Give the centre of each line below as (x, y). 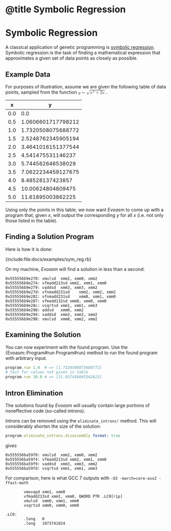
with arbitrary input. (26, 358)
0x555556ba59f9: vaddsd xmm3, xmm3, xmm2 (51, 464)
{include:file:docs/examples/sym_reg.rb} (48, 259)
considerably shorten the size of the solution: (53, 426)
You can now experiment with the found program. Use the (67, 347)
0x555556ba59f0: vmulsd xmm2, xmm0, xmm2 (51, 455)
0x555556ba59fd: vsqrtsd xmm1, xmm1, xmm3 (51, 468)
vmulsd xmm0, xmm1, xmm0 (52, 501)
